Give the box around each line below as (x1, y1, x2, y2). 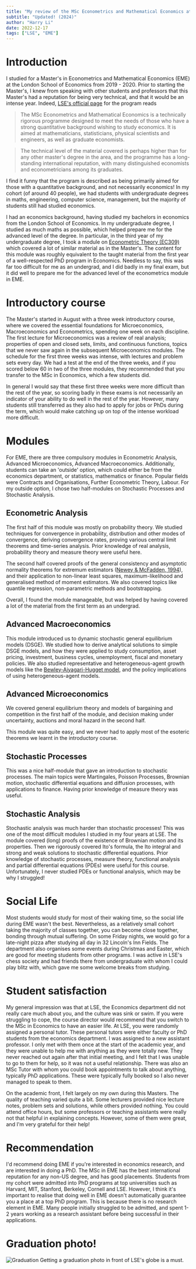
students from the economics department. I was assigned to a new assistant (6, 1034, 190, 1042)
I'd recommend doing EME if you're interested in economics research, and (6, 1160, 185, 1168)
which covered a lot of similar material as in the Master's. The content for (6, 245, 182, 252)
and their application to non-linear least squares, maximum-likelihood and (6, 572, 184, 579)
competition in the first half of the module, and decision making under (6, 711, 174, 718)
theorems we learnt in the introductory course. (6, 735, 118, 742)
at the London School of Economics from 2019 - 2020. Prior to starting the (6, 81, 185, 88)
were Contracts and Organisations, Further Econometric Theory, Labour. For (6, 478, 189, 486)
